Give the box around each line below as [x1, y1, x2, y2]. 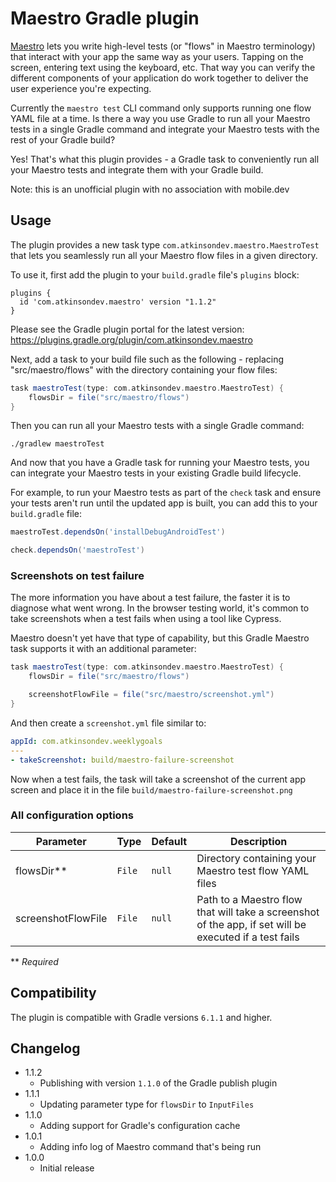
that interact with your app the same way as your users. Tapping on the [10, 50, 304, 62]
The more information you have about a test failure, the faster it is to [10, 592, 291, 604]
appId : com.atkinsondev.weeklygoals [10, 736, 163, 746]
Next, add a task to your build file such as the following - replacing [10, 353, 284, 365]
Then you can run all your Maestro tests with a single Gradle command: [10, 420, 305, 432]
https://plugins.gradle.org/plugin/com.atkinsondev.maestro [10, 333, 253, 346]
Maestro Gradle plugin [10, 7, 200, 30]
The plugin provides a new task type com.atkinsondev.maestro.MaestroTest [10, 238, 320, 251]
